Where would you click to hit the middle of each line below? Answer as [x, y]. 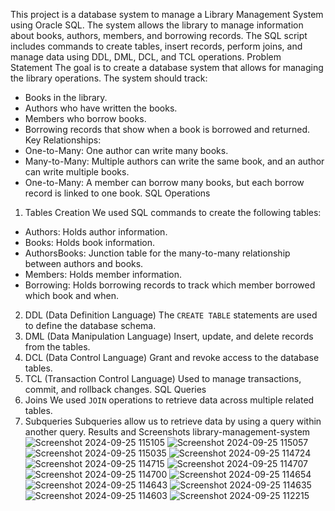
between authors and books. [84, 263]
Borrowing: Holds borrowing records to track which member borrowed [170, 285]
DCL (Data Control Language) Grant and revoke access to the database [172, 357]
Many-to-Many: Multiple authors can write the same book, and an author [174, 161]
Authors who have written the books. [101, 108]
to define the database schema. [90, 325]
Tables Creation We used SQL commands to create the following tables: [173, 212]
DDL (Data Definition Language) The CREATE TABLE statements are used [171, 315]
